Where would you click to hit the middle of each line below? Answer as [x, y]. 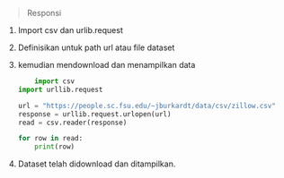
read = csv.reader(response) [72, 123]
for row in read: [50, 139]
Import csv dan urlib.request [70, 30]
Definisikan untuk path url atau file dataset [96, 47]
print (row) [55, 147]
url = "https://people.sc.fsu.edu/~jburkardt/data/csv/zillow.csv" [146, 106]
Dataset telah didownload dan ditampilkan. [97, 164]
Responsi [44, 13]
